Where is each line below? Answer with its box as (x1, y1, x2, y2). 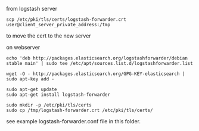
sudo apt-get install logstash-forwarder (6, 92, 111, 98)
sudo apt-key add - (6, 76, 55, 82)
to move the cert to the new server (6, 32, 91, 39)
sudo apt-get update (6, 86, 58, 92)
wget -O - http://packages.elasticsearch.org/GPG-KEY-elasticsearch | (6, 71, 185, 77)
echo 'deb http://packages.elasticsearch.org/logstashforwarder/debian (6, 55, 188, 61)
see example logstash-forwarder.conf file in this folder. (6, 118, 141, 124)
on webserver (6, 44, 41, 51)
